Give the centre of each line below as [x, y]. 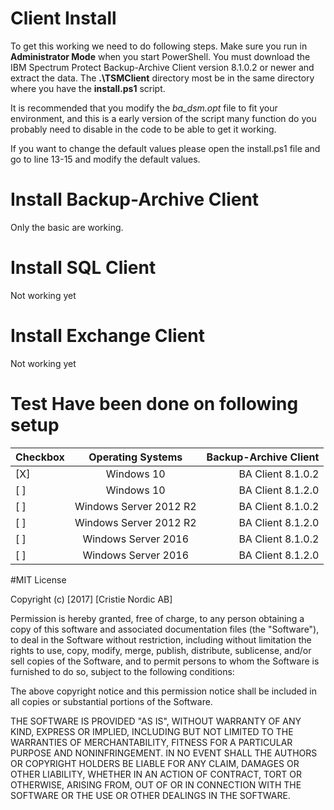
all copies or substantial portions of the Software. [111, 701]
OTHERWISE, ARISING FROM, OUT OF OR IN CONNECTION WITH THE [156, 784]
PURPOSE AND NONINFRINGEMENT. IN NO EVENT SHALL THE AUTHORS [164, 753]
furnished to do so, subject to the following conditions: [122, 671]
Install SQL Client [83, 268]
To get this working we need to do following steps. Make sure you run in [159, 46]
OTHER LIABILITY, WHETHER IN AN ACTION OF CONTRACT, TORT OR [156, 774]
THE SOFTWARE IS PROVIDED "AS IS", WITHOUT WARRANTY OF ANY [156, 721]
